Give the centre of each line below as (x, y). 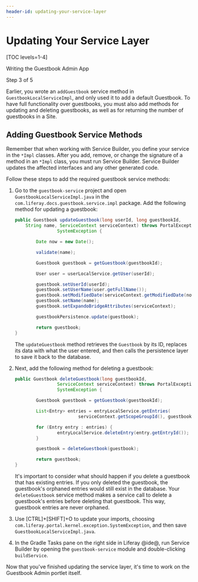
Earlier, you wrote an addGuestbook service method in (70, 91)
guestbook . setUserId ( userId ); (73, 284)
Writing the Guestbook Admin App (48, 68)
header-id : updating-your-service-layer (57, 11)
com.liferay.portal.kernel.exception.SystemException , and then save (100, 525)
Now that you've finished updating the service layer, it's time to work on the (98, 567)
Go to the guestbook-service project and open (70, 191)
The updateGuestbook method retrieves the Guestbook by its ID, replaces (101, 344)
